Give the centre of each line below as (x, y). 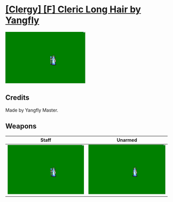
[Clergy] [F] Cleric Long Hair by (73, 10)
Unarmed (127, 140)
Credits (18, 98)
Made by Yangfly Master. (32, 110)
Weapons (21, 126)
